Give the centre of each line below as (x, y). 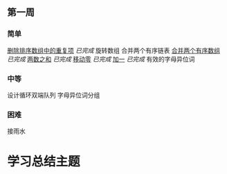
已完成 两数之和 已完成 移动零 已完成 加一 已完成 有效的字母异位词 (101, 59)
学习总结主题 (44, 162)
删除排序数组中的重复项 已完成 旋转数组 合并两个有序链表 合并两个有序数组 (113, 50)
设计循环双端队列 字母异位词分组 (54, 95)
